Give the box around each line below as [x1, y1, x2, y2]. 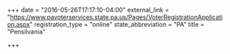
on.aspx [7, 21, 30, 28]
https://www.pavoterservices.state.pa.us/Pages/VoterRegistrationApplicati [10, 13, 223, 21]
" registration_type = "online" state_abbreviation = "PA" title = [29, 21, 205, 28]
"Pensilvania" [7, 27, 46, 36]
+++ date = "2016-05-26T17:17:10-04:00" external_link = [7, 6, 170, 14]
